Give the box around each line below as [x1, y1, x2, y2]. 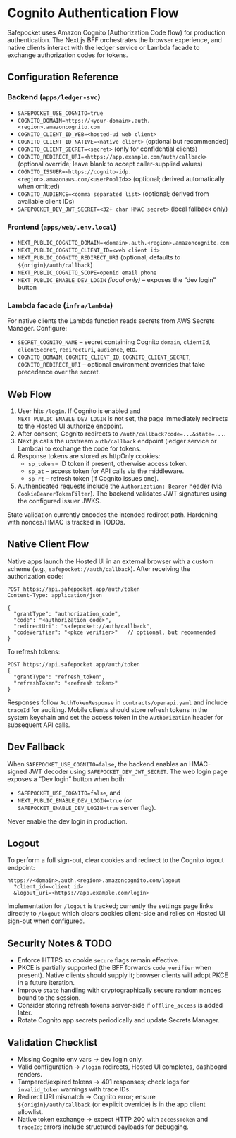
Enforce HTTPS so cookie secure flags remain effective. [17, 956, 180, 965]
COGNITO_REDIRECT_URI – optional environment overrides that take [17, 360, 206, 369]
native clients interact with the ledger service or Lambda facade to [7, 43, 200, 51]
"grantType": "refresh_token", [13, 673, 106, 680]
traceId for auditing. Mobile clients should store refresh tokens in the [7, 705, 208, 714]
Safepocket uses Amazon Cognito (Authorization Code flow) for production [7, 28, 226, 37]
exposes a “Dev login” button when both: [7, 774, 127, 783]
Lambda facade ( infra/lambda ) [7, 300, 113, 310]
